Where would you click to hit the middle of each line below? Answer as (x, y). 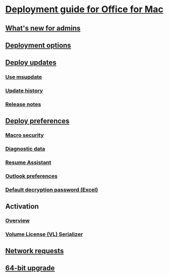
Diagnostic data (25, 149)
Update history (24, 91)
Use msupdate (24, 77)
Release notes (23, 104)
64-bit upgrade (30, 268)
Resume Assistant (28, 163)
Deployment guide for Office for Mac (84, 9)
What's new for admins (43, 28)
